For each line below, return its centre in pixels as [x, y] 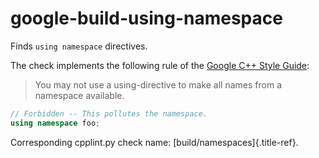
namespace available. [79, 95]
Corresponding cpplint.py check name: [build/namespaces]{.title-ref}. [154, 142]
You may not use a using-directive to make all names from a [158, 84]
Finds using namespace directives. [79, 46]
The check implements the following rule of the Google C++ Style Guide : [160, 65]
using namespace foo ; [55, 123]
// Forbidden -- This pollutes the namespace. [109, 113]
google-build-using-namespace [146, 18]
